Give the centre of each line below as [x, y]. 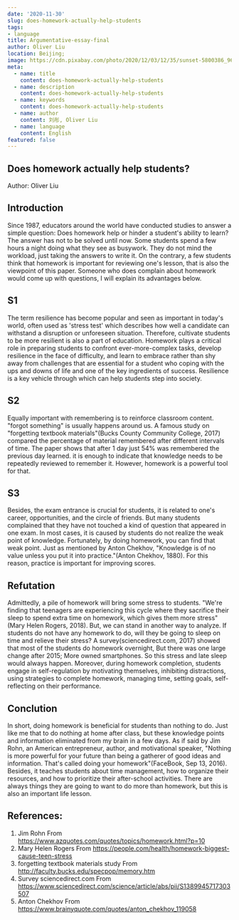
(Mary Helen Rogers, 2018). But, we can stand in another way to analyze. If [117, 626]
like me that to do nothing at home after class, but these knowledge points [116, 733]
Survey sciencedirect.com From [64, 878]
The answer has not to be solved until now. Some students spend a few [112, 240]
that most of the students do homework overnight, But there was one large [117, 648]
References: [35, 816]
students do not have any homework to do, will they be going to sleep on [114, 633]
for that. [19, 471]
